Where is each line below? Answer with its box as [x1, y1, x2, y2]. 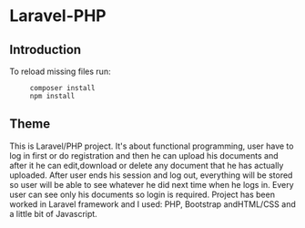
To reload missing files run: [9, 66, 111, 77]
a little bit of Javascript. [9, 208, 97, 219]
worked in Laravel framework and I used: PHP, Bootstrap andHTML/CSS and [9, 198, 296, 210]
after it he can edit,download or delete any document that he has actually [9, 160, 284, 171]
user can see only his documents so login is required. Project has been [9, 189, 276, 200]
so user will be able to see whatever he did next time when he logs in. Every [9, 179, 294, 190]
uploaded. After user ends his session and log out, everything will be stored [9, 170, 293, 181]
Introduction [9, 42, 82, 57]
